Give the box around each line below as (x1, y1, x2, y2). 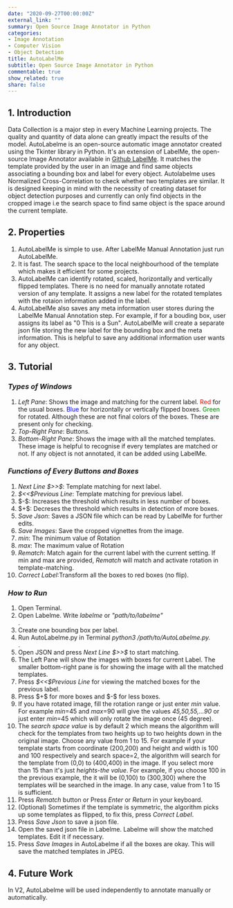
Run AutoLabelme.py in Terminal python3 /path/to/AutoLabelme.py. (17, 633, 211, 642)
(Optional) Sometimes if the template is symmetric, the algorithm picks (17, 803, 219, 812)
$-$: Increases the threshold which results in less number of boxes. (17, 497, 211, 505)
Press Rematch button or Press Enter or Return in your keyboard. (17, 796, 203, 804)
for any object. (17, 341, 60, 349)
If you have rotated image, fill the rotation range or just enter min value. (17, 700, 221, 708)
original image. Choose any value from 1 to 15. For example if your (17, 737, 206, 745)
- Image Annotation (8, 36, 64, 43)
